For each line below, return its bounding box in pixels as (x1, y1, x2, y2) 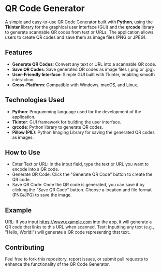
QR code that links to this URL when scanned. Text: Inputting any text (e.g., (5, 224, 155, 230)
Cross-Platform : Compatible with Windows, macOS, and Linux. (12, 82, 139, 88)
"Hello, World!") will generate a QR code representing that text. (5, 229, 131, 235)
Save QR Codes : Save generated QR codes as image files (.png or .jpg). (12, 66, 156, 72)
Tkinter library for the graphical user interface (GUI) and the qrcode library (5, 24, 155, 30)
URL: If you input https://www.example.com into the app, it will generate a (5, 219, 152, 225)
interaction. (12, 76, 35, 82)
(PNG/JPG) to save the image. (12, 192, 72, 198)
